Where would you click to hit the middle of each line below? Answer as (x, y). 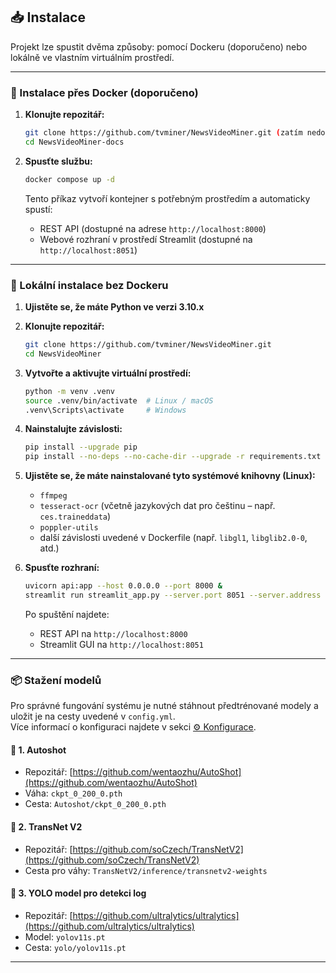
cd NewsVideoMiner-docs (74, 142)
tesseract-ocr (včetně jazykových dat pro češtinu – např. (157, 506)
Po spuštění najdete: (67, 614)
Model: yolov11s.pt (65, 936)
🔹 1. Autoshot (38, 750)
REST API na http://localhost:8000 (113, 633)
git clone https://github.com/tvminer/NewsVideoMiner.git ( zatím (163, 133)
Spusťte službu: (58, 161)
